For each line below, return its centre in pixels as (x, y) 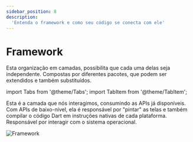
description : (22, 17)
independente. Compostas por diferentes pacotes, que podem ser (86, 74)
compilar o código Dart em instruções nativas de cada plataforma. (86, 116)
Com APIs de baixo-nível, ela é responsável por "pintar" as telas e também (97, 110)
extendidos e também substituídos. (49, 81)
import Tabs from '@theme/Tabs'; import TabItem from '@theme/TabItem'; (97, 92)
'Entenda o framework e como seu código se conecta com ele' (88, 22)
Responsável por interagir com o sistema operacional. (71, 122)
